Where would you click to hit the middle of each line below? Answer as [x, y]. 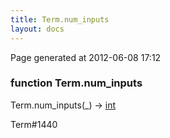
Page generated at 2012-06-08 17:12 [86, 57]
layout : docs [37, 29]
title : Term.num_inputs [60, 19]
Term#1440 [34, 124]
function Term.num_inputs [76, 83]
